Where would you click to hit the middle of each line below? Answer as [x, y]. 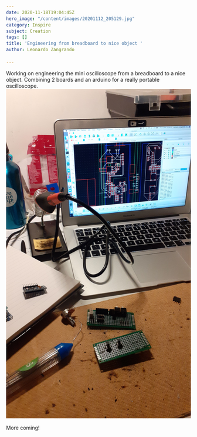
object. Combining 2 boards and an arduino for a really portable [83, 79]
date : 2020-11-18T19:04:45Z [40, 12]
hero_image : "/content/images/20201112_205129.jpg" [70, 19]
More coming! [23, 428]
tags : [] [17, 37]
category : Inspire [28, 25]
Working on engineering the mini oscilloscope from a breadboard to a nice [96, 73]
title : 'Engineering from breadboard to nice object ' [74, 44]
